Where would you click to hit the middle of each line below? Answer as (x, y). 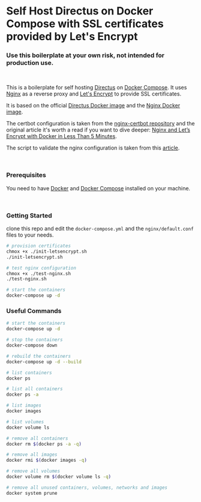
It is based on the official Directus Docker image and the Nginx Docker (93, 106)
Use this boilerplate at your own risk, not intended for (85, 55)
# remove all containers (37, 438)
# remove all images (32, 455)
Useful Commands (34, 311)
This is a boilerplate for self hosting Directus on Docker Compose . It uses (97, 88)
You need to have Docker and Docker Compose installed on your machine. (98, 188)
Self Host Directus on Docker (80, 11)
